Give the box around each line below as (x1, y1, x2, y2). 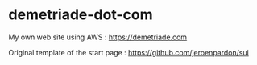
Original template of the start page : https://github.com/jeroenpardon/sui (8, 47, 250, 57)
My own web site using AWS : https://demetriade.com (8, 32, 188, 42)
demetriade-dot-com (8, 6, 153, 24)
